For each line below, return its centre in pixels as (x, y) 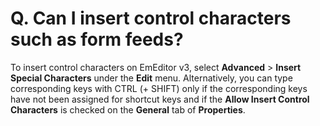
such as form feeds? (97, 39)
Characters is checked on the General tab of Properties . (128, 109)
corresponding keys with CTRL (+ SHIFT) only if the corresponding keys (159, 88)
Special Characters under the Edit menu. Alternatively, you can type (151, 78)
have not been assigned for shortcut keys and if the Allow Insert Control (160, 99)
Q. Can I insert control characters (151, 18)
